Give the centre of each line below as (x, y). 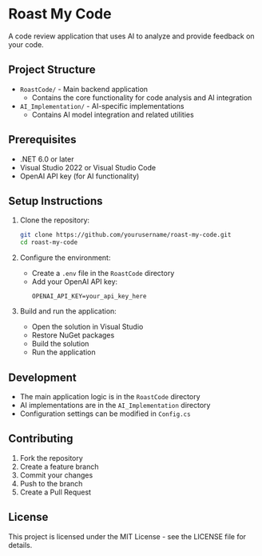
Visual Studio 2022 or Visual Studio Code (88, 167)
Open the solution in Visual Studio (87, 327)
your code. (26, 44)
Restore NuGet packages (73, 335)
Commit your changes (56, 475)
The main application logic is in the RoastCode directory (110, 396)
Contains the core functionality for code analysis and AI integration (142, 98)
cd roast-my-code (49, 242)
